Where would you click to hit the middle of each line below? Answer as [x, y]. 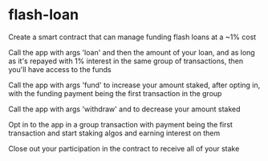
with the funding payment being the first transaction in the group [115, 93]
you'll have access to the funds [60, 69]
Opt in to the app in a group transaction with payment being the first [120, 124]
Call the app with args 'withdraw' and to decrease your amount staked [124, 109]
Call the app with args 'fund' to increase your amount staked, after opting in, [134, 85]
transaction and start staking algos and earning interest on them [114, 133]
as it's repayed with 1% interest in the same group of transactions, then [126, 61]
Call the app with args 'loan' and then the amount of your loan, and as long [132, 52]
